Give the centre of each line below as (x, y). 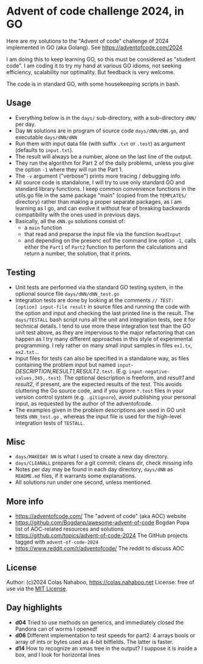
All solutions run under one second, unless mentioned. (83, 482)
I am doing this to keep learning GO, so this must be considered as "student (101, 59)
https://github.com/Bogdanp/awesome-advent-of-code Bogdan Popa (102, 523)
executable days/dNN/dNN (46, 137)
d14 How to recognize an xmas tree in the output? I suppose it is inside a (106, 648)
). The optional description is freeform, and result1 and (127, 378)
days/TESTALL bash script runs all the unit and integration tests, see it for (105, 319)
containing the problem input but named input (73, 365)
